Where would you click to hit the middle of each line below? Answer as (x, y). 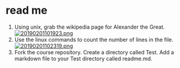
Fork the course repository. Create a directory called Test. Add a (94, 52)
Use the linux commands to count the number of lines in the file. (94, 39)
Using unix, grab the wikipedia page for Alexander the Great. (89, 27)
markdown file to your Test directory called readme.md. (83, 58)
